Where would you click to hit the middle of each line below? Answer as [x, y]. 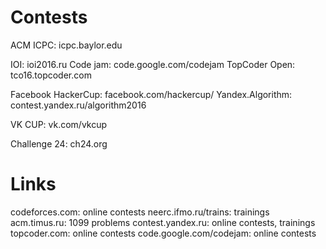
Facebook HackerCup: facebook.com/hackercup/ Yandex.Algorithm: [151, 94]
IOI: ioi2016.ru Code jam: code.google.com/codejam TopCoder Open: [153, 64]
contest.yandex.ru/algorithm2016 [78, 105]
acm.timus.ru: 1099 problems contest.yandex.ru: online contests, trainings [163, 222]
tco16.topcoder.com [51, 75]
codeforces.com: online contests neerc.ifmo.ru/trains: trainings [140, 212]
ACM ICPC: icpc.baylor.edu [66, 45]
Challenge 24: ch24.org [59, 143]
